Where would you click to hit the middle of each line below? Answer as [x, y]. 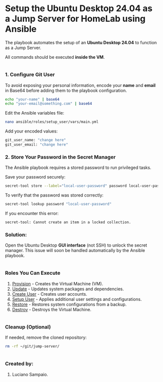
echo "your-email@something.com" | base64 [49, 104]
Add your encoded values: [32, 131]
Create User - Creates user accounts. [49, 294]
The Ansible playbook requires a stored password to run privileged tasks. [78, 167]
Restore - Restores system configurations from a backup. [69, 304]
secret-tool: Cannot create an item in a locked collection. [68, 222]
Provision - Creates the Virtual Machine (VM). [57, 283]
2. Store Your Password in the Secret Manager [60, 157]
